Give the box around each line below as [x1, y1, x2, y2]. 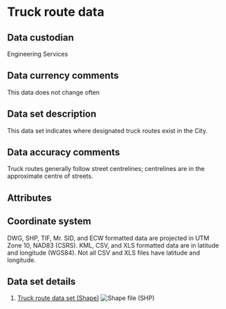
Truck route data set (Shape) [17, 294, 100, 302]
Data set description [7, 108, 97, 120]
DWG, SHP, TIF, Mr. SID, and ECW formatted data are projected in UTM [7, 234, 209, 242]
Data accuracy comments [7, 146, 120, 159]
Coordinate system [7, 215, 91, 228]
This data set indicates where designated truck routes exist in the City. [7, 126, 208, 134]
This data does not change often [7, 88, 100, 97]
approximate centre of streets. [7, 172, 93, 180]
